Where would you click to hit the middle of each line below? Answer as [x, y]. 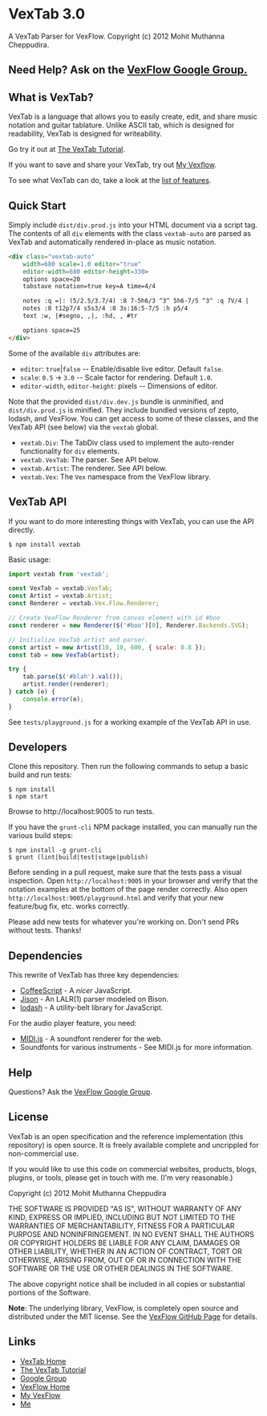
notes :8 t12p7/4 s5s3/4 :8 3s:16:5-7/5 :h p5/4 [105, 309]
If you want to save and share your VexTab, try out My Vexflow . [112, 165]
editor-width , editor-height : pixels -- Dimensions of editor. [119, 385]
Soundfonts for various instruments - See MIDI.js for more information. [136, 1048]
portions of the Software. [50, 1292]
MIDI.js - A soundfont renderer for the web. [91, 1039]
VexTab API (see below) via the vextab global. [83, 427]
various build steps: [41, 836]
